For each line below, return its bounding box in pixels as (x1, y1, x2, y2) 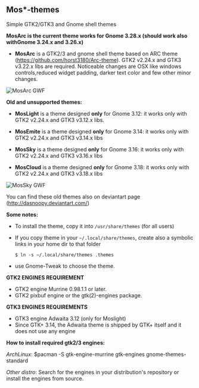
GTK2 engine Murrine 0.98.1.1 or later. (14, 285, 107, 293)
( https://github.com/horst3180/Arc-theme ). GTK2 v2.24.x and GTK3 (14, 56, 182, 63)
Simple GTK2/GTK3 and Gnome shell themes (6, 20, 117, 27)
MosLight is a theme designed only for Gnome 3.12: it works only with (14, 110, 188, 117)
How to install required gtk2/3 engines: (6, 339, 105, 346)
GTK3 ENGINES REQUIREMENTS (6, 303, 88, 311)
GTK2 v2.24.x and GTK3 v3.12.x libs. (14, 116, 105, 123)
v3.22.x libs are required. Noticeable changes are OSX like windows (14, 63, 182, 70)
